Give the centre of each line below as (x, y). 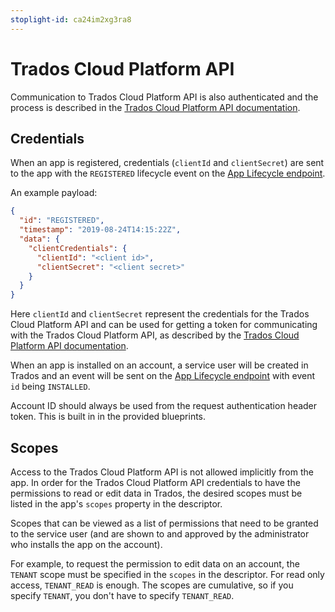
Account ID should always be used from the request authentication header (164, 406)
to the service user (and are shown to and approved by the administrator (160, 533)
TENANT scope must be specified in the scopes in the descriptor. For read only (167, 574)
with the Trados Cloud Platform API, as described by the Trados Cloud (155, 335)
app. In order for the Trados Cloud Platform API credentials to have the (155, 482)
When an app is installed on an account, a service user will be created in (159, 365)
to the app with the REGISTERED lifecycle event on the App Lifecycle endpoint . (168, 173)
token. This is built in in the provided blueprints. (108, 417)
